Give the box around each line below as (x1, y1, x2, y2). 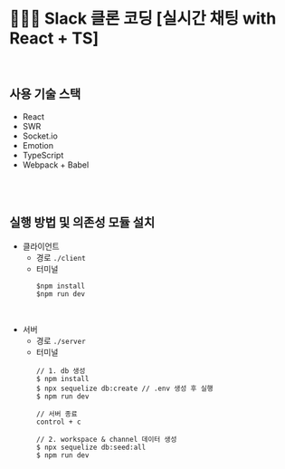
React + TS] (9, 28, 100, 49)
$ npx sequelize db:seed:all (35, 443, 147, 452)
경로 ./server (35, 335, 86, 346)
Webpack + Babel (22, 159, 90, 170)
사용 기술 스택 (9, 87, 81, 102)
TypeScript (22, 149, 64, 160)
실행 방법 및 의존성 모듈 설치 (9, 215, 156, 231)
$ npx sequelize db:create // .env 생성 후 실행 (35, 384, 214, 393)
